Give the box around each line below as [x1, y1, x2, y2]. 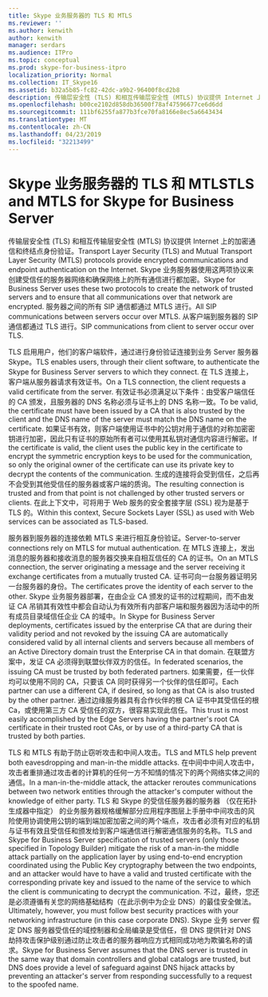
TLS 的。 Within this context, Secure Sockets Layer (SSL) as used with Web [8, 508, 255, 517]
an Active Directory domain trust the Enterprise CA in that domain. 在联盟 [8, 647, 249, 657]
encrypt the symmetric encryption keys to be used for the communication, [8, 452, 253, 461]
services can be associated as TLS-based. [8, 516, 149, 527]
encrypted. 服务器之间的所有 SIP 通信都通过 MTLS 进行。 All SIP [8, 302, 217, 311]
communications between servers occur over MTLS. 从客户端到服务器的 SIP [8, 312, 258, 322]
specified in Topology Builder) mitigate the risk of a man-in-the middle [8, 844, 239, 853]
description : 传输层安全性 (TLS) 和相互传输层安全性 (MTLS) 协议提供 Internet [8, 93, 254, 101]
